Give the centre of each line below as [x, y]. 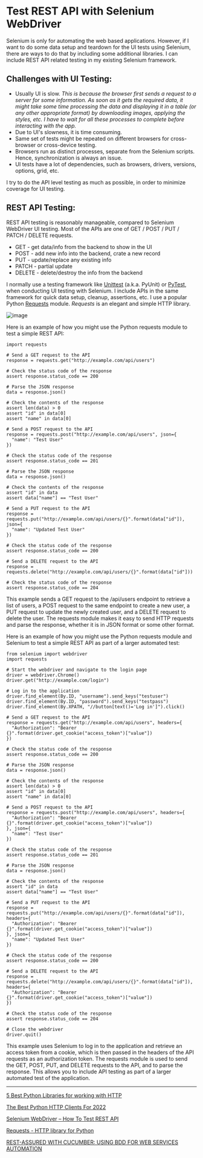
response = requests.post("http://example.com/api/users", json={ [92, 434]
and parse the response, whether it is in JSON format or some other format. [100, 624]
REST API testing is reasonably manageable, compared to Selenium [90, 222]
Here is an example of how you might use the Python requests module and [99, 636]
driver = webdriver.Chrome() [43, 675]
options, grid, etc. [37, 170]
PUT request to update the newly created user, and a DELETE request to [96, 612]
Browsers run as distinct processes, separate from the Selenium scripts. [105, 151]
